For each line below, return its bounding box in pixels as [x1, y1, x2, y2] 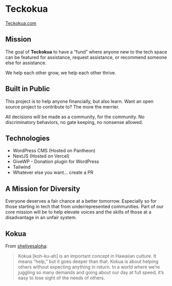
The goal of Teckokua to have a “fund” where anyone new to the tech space [5, 48, 167, 55]
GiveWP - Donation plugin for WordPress [12, 158, 99, 165]
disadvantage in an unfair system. [5, 214, 77, 221]
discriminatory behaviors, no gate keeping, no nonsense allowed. [5, 119, 143, 125]
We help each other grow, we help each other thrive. [5, 69, 117, 76]
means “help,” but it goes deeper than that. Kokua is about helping [17, 258, 159, 264]
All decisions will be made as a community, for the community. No [5, 114, 145, 120]
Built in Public [5, 84, 50, 93]
